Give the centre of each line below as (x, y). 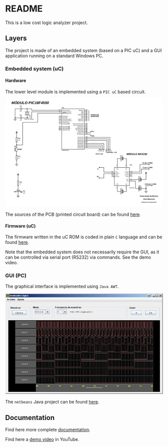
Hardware (16, 81)
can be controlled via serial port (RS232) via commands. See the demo (78, 257)
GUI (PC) (16, 276)
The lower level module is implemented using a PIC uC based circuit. (75, 92)
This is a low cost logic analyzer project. (46, 23)
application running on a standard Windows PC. (54, 56)
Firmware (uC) (20, 226)
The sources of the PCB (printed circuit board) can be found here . (73, 214)
